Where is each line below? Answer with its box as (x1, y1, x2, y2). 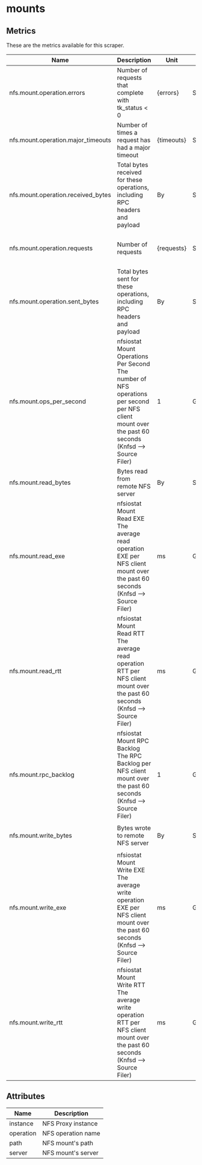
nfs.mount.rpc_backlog (9, 771, 75, 779)
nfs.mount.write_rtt (9, 1018, 63, 1026)
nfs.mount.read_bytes (9, 478, 71, 487)
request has (117, 136, 151, 144)
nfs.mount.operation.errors (9, 89, 85, 97)
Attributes (6, 1091, 45, 1101)
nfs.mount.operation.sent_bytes (9, 297, 99, 305)
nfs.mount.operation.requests (9, 244, 93, 252)
